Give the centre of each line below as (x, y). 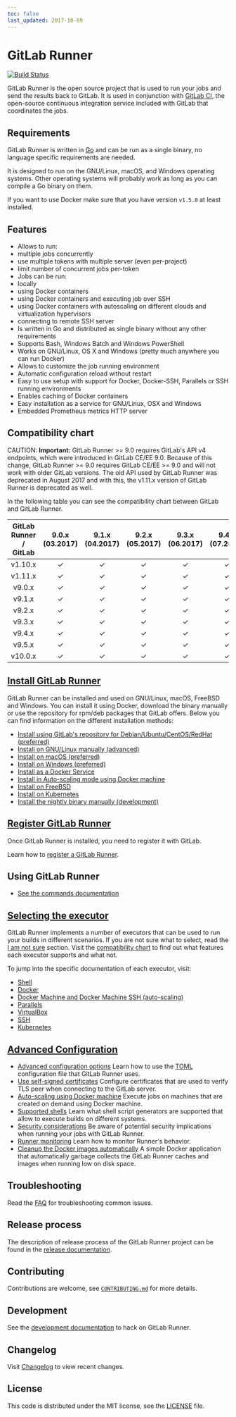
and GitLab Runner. (35, 509)
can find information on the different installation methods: (91, 720)
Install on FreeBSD (44, 786)
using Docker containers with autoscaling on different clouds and (112, 307)
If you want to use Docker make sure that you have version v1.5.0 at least (114, 200)
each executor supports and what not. (63, 955)
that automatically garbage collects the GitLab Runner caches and (113, 1156)
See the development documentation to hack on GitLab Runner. (99, 1328)
